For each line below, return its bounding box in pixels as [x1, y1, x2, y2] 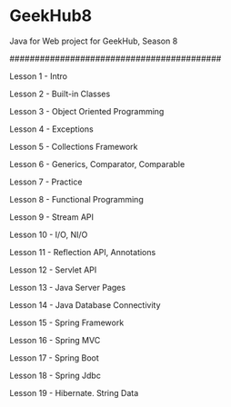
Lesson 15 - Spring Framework [9, 317, 125, 328]
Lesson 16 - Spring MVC [9, 334, 101, 345]
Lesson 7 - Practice [9, 176, 83, 187]
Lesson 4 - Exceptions [9, 124, 94, 134]
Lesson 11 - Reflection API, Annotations [9, 246, 156, 257]
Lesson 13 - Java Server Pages [9, 282, 126, 293]
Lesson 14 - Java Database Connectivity [9, 299, 161, 310]
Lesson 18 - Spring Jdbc [9, 370, 102, 381]
